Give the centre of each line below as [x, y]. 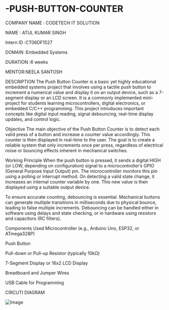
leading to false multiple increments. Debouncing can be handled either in [82, 207]
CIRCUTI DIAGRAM [25, 292]
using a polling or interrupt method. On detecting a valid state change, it [80, 176]
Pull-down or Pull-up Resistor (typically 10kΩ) [52, 253]
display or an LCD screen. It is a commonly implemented [83, 98]
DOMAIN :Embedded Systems [37, 52]
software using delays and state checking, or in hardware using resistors [81, 213]
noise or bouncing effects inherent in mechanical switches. [67, 150]
